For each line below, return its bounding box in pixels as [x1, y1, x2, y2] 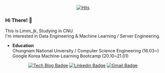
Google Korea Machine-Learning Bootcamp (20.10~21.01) [12, 53, 129, 59]
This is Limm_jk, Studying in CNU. [5, 28, 74, 34]
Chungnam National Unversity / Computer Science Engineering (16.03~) [12, 48, 159, 54]
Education [12, 43, 34, 49]
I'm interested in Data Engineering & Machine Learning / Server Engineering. [5, 33, 161, 39]
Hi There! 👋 [5, 17, 33, 24]
